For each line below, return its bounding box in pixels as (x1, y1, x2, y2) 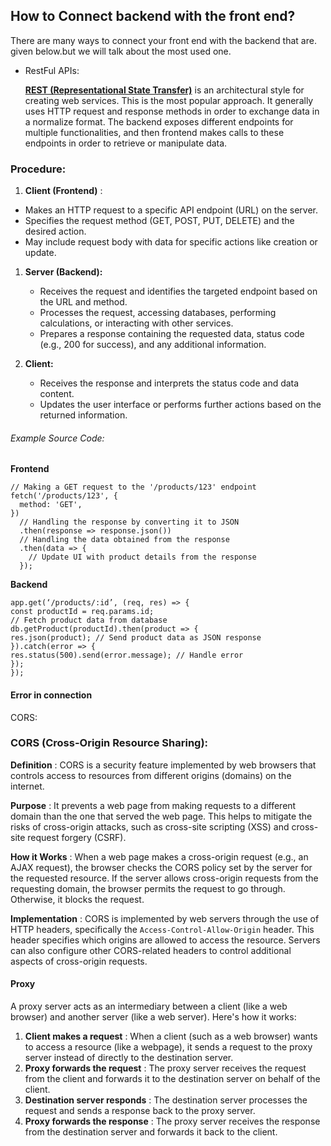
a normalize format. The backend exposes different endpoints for (24, 115, 294, 128)
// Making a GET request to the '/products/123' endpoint (10, 482, 257, 493)
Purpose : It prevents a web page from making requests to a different (10, 799, 297, 811)
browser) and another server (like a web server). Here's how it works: (10, 1011, 297, 1023)
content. (39, 388, 75, 400)
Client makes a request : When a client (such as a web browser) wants (24, 1030, 318, 1043)
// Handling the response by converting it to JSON (19, 517, 240, 528)
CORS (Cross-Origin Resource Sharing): (10, 736, 209, 750)
